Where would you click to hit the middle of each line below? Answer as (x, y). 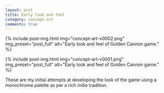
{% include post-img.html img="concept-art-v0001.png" (64, 59)
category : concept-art (29, 19)
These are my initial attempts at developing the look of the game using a (81, 80)
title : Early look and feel (35, 15)
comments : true (21, 24)
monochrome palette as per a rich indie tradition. (57, 85)
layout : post (19, 10)
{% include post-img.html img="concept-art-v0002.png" (65, 39)
